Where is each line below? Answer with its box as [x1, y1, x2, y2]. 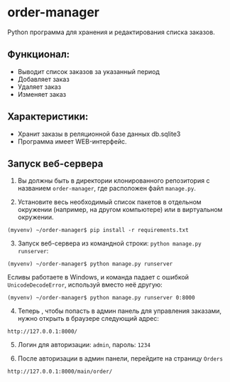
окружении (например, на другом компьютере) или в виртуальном [17, 206, 223, 214]
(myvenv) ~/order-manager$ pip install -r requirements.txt [7, 227, 190, 234]
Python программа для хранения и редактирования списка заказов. [7, 28, 215, 36]
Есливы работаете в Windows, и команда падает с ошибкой [7, 273, 190, 282]
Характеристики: [7, 111, 89, 123]
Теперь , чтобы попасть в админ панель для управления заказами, [17, 307, 222, 315]
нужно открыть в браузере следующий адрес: [17, 314, 160, 323]
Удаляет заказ [17, 83, 62, 91]
